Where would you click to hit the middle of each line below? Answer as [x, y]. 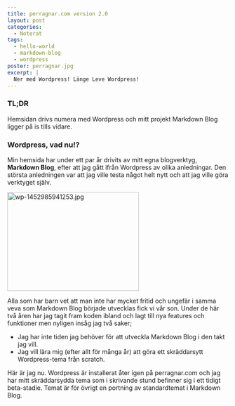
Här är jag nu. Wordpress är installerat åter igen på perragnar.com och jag [114, 372]
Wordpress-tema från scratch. [61, 359]
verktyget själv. [29, 182]
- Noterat [28, 33]
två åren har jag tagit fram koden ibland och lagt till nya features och [106, 315]
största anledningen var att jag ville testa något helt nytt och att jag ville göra [118, 175]
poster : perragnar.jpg [40, 66]
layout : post [26, 20]
